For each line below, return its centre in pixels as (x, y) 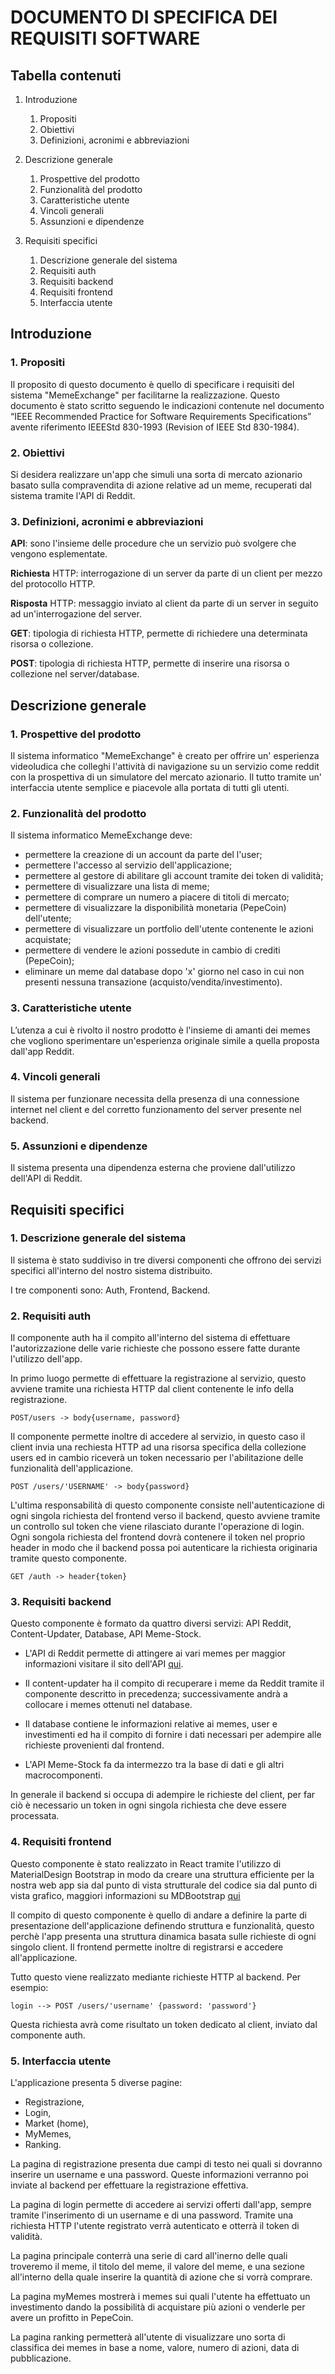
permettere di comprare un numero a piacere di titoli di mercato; (157, 897)
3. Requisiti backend (61, 1602)
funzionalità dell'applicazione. (72, 1468)
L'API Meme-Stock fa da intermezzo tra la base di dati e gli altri (154, 1765)
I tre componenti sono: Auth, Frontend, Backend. (110, 1290)
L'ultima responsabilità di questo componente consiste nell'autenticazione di (167, 1505)
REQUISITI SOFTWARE (105, 38)
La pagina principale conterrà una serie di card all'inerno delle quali (149, 2256)
